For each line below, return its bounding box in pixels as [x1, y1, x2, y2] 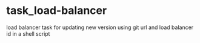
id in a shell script [6, 30, 50, 37]
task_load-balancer [6, 4, 107, 18]
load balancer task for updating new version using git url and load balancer [6, 24, 194, 31]
